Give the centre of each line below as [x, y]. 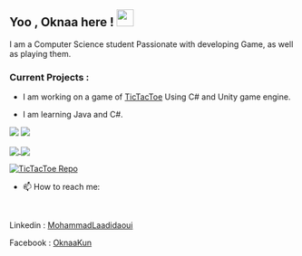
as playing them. [40, 53]
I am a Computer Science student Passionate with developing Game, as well [151, 44]
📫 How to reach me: [61, 187]
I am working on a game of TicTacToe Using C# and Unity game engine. [156, 97]
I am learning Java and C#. [73, 115]
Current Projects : [49, 77]
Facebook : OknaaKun [51, 243]
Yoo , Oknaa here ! [62, 22]
